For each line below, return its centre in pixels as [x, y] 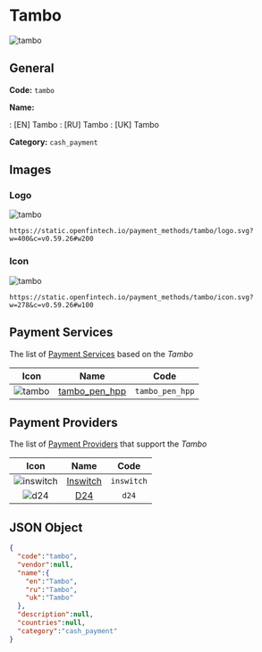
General [32, 68]
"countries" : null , [52, 623]
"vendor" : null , [46, 564]
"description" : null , [55, 614]
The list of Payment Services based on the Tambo [101, 354]
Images [30, 170]
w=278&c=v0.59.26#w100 [51, 305]
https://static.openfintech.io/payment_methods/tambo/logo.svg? [131, 231]
